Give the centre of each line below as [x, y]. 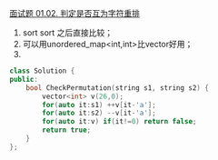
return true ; [67, 130]
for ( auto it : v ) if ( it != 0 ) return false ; [119, 122]
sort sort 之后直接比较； [68, 33]
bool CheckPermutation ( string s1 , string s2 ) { [117, 88]
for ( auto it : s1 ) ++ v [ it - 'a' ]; [99, 105]
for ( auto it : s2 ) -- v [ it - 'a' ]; [99, 113]
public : [24, 79]
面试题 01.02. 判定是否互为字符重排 [75, 13]
